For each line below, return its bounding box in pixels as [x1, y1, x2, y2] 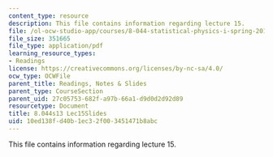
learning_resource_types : [8, 49, 96, 57]
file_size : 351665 [8, 34, 71, 43]
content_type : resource [8, 11, 89, 20]
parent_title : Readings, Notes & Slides [8, 79, 148, 87]
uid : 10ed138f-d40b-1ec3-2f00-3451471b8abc [8, 117, 158, 125]
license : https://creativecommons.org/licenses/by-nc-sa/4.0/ [8, 65, 223, 73]
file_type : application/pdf [8, 42, 104, 50]
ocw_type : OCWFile [8, 72, 71, 80]
